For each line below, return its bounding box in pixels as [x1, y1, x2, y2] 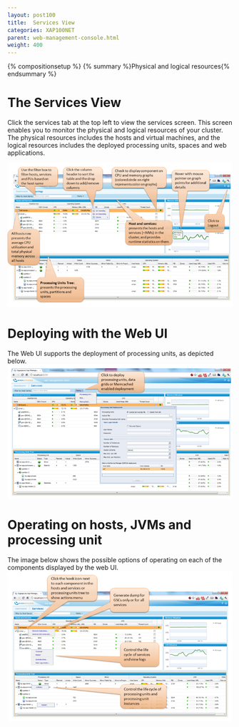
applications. [7, 148, 45, 157]
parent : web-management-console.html [7, 34, 120, 41]
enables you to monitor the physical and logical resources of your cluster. [7, 126, 223, 135]
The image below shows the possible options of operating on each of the [7, 555, 223, 564]
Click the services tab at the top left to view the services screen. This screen [7, 118, 233, 127]
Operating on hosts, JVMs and [7, 517, 192, 533]
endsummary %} [7, 70, 57, 78]
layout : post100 [7, 11, 56, 19]
